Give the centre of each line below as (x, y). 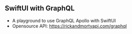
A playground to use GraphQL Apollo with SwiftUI (64, 20)
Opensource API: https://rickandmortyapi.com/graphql (69, 26)
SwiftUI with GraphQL (40, 8)
